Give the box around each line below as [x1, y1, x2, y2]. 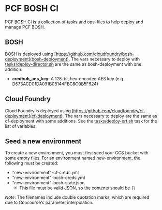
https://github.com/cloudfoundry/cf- [73, 107, 146, 114]
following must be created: [5, 160, 59, 166]
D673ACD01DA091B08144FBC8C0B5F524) [12, 81, 98, 87]
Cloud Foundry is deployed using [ [5, 107, 74, 114]
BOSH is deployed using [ [5, 51, 56, 57]
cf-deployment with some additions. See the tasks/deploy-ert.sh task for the [5, 118, 157, 124]
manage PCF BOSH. [5, 24, 45, 30]
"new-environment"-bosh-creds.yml [12, 175, 85, 180]
